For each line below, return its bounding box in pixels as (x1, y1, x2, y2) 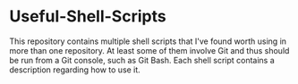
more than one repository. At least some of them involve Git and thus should (9, 45, 290, 55)
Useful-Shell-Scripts (9, 6, 167, 27)
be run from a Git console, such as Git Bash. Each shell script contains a (9, 55, 275, 65)
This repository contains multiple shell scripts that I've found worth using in (9, 36, 287, 46)
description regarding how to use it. (9, 64, 140, 75)
